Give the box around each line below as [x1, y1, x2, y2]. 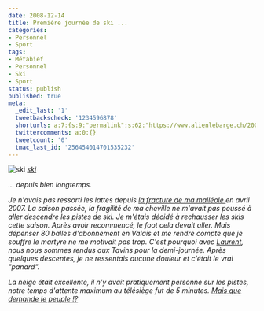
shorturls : [15, 121, 51, 129]
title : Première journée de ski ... [8, 19, 128, 27]
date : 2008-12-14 [8, 11, 65, 20]
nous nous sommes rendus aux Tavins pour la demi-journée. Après [8, 246, 226, 255]
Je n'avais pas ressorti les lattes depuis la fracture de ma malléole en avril [8, 195, 250, 205]
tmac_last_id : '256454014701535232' [15, 143, 135, 151]
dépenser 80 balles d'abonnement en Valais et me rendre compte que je [8, 229, 244, 239]
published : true [8, 92, 61, 100]
